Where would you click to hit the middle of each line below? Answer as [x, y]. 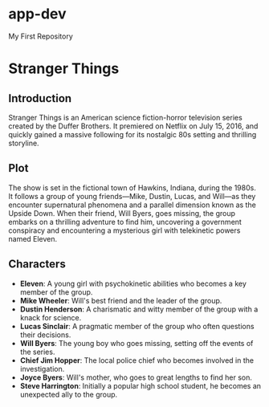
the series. [37, 352]
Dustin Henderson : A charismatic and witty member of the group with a [139, 309]
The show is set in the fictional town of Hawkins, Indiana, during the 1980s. [132, 187]
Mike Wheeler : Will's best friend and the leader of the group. [121, 300]
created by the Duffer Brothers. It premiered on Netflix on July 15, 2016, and [133, 126]
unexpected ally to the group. [69, 394]
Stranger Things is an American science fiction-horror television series [125, 117]
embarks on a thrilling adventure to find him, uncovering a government [125, 222]
